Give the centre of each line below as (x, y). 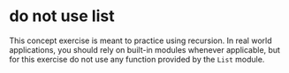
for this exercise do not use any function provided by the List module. (137, 59)
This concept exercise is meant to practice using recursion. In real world (141, 40)
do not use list (62, 16)
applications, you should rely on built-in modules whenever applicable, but (145, 49)
